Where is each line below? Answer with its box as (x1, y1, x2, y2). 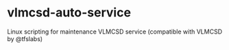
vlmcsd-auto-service (7, 5, 132, 21)
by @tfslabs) (7, 34, 43, 42)
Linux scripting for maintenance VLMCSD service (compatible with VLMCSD (7, 27, 223, 36)
